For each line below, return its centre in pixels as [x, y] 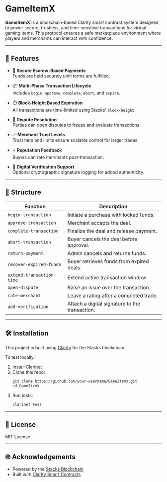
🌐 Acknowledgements [41, 457]
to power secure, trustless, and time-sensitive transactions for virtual [76, 27]
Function [35, 206]
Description [113, 206]
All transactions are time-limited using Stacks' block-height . [74, 110]
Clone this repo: [29, 372]
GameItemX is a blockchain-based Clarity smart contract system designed [82, 22]
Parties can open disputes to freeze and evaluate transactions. [76, 125]
